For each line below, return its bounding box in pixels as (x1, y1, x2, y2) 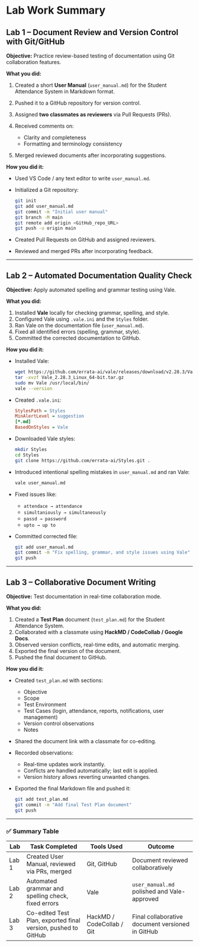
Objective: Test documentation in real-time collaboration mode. (6, 593, 162, 600)
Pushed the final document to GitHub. (14, 654, 107, 661)
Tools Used (90, 842, 123, 850)
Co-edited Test (26, 908, 69, 917)
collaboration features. (6, 59, 62, 65)
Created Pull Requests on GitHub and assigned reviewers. (14, 236, 156, 244)
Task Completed (30, 842, 78, 850)
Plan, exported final (26, 916, 81, 924)
